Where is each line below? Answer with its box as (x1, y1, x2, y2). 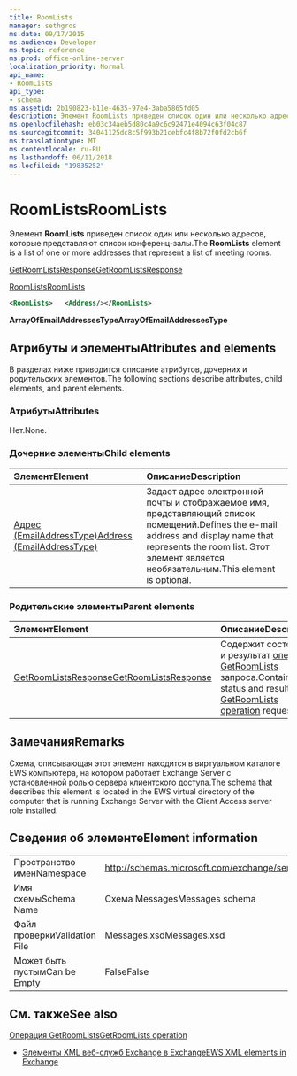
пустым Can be (13, 965, 77, 978)
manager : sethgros (9, 21, 77, 30)
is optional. (146, 573, 192, 585)
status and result (220, 682, 290, 694)
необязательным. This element (146, 562, 276, 575)
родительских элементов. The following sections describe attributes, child (9, 374, 283, 383)
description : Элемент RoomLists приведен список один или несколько (9, 112, 267, 120)
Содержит (220, 638, 265, 650)
